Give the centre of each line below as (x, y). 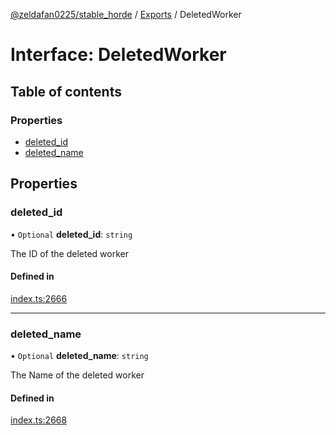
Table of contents (66, 91)
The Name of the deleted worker (77, 375)
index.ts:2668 (39, 420)
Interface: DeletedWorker (118, 55)
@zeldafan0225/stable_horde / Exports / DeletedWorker (126, 14)
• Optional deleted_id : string (71, 234)
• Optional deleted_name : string (79, 356)
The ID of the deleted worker (69, 253)
